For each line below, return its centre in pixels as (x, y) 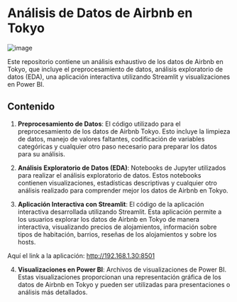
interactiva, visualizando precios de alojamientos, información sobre (117, 227)
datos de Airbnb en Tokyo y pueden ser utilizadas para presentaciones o (124, 284)
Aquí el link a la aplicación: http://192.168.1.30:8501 (81, 255)
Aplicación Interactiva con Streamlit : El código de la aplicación (111, 204)
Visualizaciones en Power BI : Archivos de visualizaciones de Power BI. (122, 269)
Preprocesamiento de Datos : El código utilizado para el (99, 124)
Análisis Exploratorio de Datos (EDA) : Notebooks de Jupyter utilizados (122, 168)
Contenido (31, 107)
